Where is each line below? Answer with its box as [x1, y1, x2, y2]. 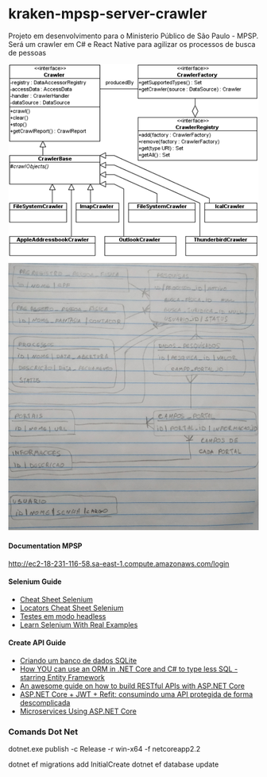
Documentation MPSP [8, 541, 83, 551]
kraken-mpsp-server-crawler [8, 5, 207, 23]
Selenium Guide [8, 577, 62, 586]
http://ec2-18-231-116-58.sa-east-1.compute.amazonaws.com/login [8, 559, 230, 568]
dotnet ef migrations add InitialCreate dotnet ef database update [8, 760, 219, 769]
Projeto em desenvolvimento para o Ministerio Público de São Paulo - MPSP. [8, 31, 259, 41]
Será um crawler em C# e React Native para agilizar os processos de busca [8, 39, 256, 48]
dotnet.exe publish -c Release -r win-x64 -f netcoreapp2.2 [8, 744, 201, 754]
